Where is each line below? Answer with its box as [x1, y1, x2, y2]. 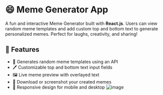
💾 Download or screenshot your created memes [12, 79, 112, 85]
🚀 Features [5, 45, 40, 54]
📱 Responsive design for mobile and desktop [12, 84, 105, 90]
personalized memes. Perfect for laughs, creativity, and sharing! [5, 31, 138, 37]
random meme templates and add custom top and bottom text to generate [5, 25, 158, 31]
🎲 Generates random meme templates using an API [12, 59, 118, 65]
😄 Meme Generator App [5, 4, 108, 15]
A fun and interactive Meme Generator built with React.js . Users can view [5, 20, 158, 26]
